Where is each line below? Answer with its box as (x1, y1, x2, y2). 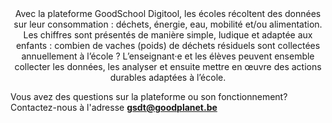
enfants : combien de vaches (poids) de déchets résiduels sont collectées (15, 40, 321, 51)
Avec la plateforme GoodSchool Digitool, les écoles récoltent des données (14, 8, 322, 19)
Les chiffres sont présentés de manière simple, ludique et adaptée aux (23, 29, 313, 41)
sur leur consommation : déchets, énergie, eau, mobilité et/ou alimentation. (13, 18, 323, 30)
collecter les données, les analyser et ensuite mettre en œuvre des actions (14, 61, 322, 72)
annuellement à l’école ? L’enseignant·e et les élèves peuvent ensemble (21, 50, 315, 62)
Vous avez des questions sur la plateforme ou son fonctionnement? (10, 91, 288, 102)
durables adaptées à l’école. (109, 72, 227, 83)
